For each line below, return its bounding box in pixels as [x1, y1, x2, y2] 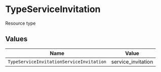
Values [5, 35, 28, 43]
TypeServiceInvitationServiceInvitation [8, 59, 106, 64]
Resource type [5, 20, 36, 26]
